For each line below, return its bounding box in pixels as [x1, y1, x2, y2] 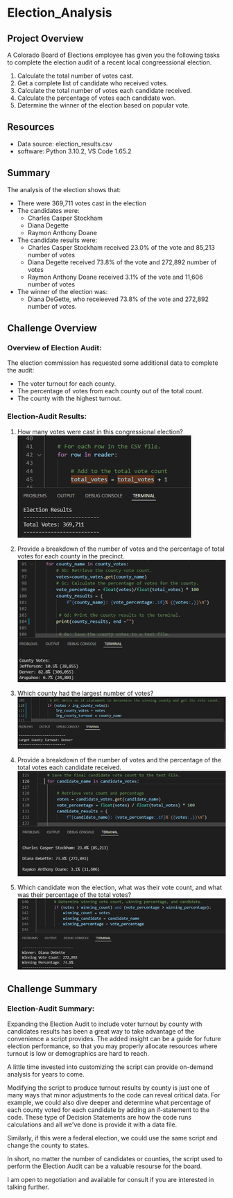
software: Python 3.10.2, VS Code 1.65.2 [17, 147, 132, 155]
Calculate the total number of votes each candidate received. [17, 87, 192, 94]
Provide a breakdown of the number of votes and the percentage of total [17, 545, 225, 553]
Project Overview [7, 33, 84, 44]
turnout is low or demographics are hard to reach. [7, 1049, 149, 1057]
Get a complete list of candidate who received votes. [17, 79, 169, 87]
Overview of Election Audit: [7, 343, 102, 352]
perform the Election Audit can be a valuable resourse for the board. [7, 1162, 202, 1170]
